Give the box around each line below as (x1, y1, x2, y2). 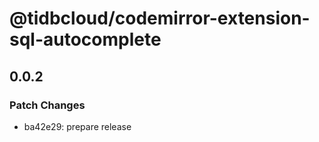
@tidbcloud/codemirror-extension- (9, 7, 311, 30)
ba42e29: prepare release (23, 120, 132, 132)
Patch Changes (9, 98, 86, 112)
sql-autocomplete (9, 28, 162, 51)
